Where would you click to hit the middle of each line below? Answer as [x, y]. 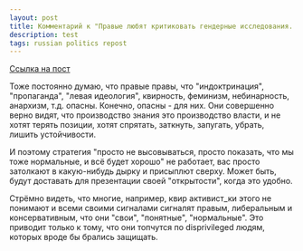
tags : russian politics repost [68, 43]
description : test [44, 34]
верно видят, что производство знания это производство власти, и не [145, 115]
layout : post [34, 18]
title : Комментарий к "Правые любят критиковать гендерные [123, 26]
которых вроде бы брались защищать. [84, 237]
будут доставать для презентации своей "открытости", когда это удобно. [151, 181]
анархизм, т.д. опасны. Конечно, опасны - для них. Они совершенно [142, 106]
